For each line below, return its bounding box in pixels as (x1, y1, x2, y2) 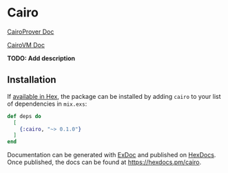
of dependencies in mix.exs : (7, 100, 87, 108)
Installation (7, 74, 56, 86)
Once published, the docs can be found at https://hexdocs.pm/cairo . (7, 158, 202, 166)
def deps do (7, 113, 41, 119)
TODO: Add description (7, 54, 76, 62)
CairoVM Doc (7, 41, 45, 49)
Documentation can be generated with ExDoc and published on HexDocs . (7, 151, 216, 159)
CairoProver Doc (7, 27, 54, 36)
